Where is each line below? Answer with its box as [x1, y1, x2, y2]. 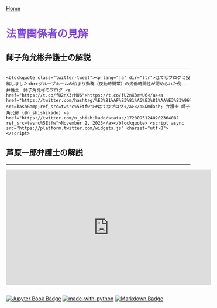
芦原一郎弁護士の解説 [6, 148, 83, 158]
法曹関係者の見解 [6, 28, 89, 40]
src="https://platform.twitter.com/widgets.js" [6, 125, 125, 131]
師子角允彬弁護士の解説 [6, 52, 91, 62]
